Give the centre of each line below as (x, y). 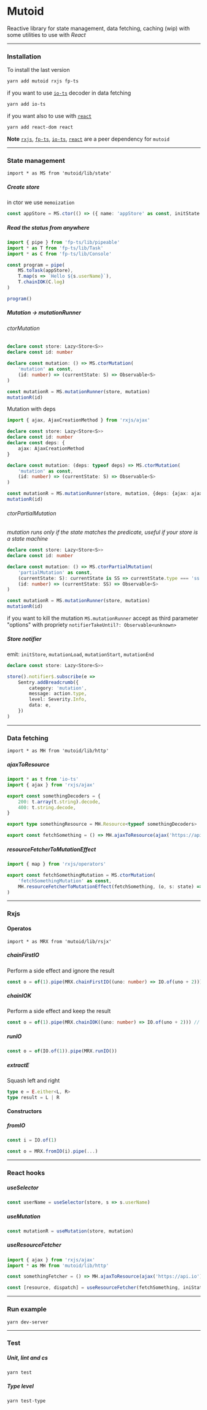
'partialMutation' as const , (55, 573)
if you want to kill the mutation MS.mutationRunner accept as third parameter (103, 618)
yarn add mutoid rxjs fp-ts (43, 81)
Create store (23, 187)
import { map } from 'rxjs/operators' (57, 864)
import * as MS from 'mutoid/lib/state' (60, 173)
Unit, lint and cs (27, 1358)
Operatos (19, 928)
